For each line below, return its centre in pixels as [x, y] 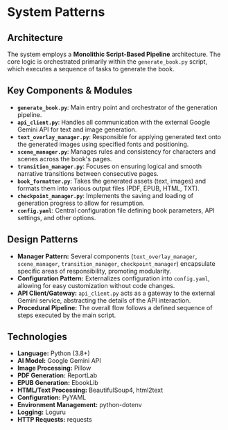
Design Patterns [43, 240]
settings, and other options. [56, 217]
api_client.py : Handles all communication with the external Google [114, 122]
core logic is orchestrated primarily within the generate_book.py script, [107, 62]
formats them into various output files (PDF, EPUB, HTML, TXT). [108, 188]
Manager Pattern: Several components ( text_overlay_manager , [107, 256]
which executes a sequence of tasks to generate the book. [91, 69]
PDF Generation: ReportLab [57, 375]
